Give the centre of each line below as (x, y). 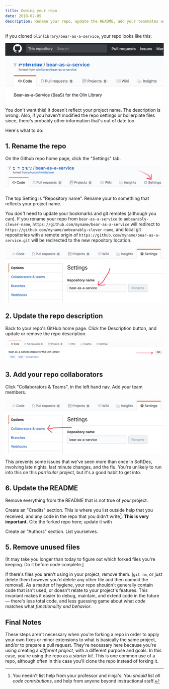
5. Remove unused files (43, 547)
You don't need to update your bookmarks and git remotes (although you (81, 213)
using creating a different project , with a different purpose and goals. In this (83, 650)
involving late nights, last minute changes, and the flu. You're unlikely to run (83, 467)
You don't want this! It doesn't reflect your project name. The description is (83, 110)
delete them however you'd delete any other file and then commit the (77, 580)
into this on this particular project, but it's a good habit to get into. (73, 473)
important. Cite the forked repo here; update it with (59, 521)
